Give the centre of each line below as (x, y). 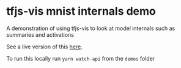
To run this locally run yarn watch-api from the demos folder (81, 58)
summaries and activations (40, 34)
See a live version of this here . (44, 47)
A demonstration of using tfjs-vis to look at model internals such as (91, 28)
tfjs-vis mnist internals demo (81, 11)
